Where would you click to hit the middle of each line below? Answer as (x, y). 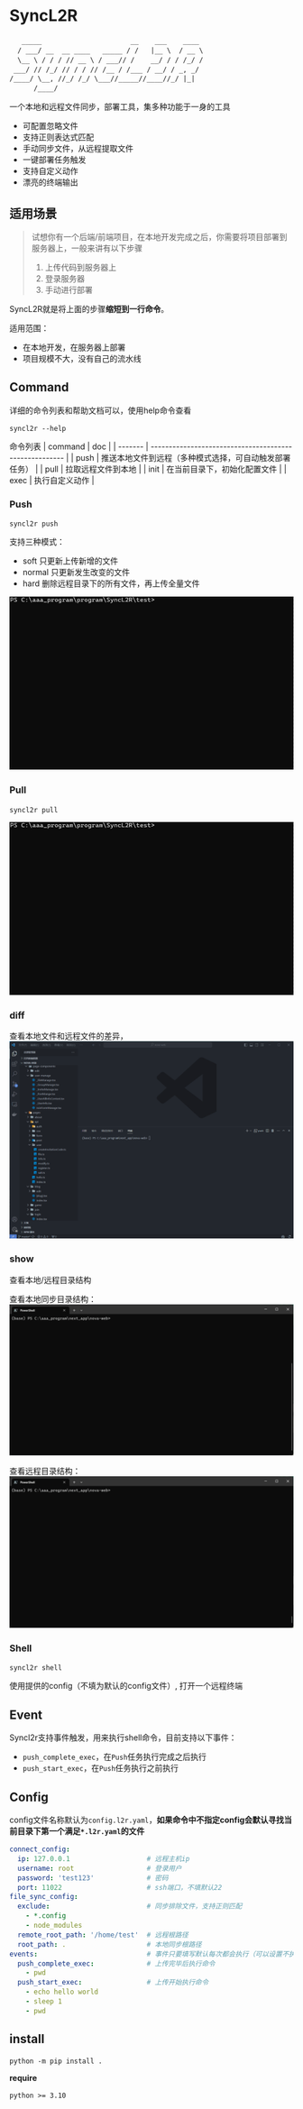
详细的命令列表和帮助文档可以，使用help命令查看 (101, 410)
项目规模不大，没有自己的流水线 (82, 358)
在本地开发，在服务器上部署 (74, 347)
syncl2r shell (36, 1668)
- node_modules (54, 1926)
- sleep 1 (44, 2002)
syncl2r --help (38, 428)
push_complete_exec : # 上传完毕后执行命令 (116, 1963)
